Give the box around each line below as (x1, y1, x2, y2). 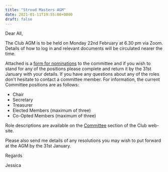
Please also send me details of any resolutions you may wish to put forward (5, 137, 161, 143)
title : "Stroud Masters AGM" (5, 7, 66, 13)
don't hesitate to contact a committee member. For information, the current (5, 76, 160, 83)
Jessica (5, 162, 22, 168)
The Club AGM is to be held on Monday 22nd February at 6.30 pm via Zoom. (5, 40, 163, 46)
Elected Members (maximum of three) (12, 107, 91, 113)
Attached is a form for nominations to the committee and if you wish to (5, 61, 151, 67)
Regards (5, 152, 23, 158)
